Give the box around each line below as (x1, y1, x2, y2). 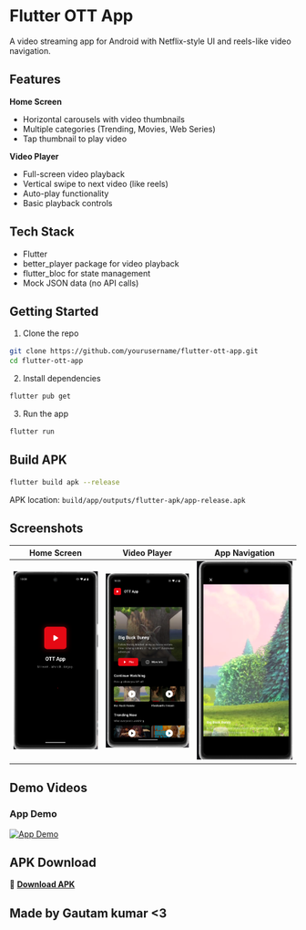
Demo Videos (9, 780, 88, 796)
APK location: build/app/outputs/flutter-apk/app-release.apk (9, 494, 246, 505)
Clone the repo (22, 328, 79, 339)
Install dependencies (22, 373, 102, 384)
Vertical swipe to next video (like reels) (22, 178, 168, 189)
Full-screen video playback (22, 168, 126, 179)
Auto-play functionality (22, 188, 109, 199)
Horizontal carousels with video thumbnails (22, 113, 185, 124)
